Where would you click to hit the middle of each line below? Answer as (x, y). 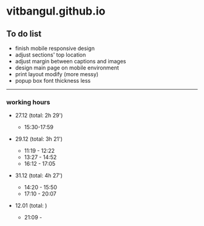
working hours (28, 102)
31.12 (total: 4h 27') (39, 175)
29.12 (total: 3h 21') (39, 139)
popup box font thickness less (53, 81)
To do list (24, 34)
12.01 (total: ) (31, 206)
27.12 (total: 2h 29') (39, 115)
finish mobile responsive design (55, 48)
